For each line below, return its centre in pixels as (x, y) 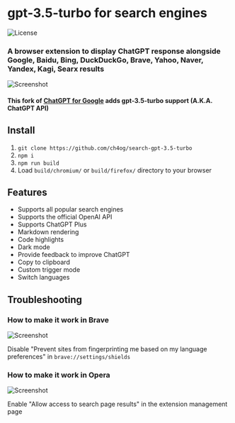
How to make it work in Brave (58, 319)
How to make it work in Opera (59, 375)
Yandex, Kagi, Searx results (56, 69)
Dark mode (34, 247)
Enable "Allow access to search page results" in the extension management (117, 404)
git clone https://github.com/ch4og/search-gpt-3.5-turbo (105, 148)
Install (21, 130)
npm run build (38, 163)
